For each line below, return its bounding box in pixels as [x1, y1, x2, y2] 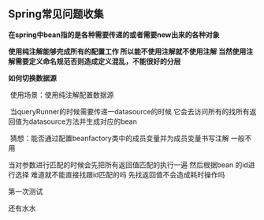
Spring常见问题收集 [8, 7, 104, 21]
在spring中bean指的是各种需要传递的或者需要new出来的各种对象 [8, 30, 220, 39]
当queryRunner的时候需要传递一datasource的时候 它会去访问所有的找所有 [9, 106, 250, 116]
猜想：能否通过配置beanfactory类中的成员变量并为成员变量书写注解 [9, 133, 229, 143]
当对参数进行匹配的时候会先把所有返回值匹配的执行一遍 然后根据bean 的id [8, 160, 248, 170]
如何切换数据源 [8, 73, 57, 83]
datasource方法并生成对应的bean [28, 117, 138, 126]
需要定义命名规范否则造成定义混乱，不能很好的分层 [14, 56, 181, 65]
